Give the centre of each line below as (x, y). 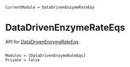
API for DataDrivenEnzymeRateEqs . (43, 41)
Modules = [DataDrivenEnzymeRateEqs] (46, 55)
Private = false (23, 60)
